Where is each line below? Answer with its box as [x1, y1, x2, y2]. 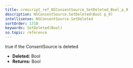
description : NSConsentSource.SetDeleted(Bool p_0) [5, 12, 113, 17]
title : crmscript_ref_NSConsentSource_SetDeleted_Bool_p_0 [5, 7, 129, 12]
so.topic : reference [5, 30, 48, 35]
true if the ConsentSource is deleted [5, 44, 79, 49]
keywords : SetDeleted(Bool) [5, 26, 63, 31]
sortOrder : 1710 [5, 21, 38, 26]
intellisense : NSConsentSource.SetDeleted [5, 16, 93, 21]
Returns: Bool [12, 59, 41, 64]
